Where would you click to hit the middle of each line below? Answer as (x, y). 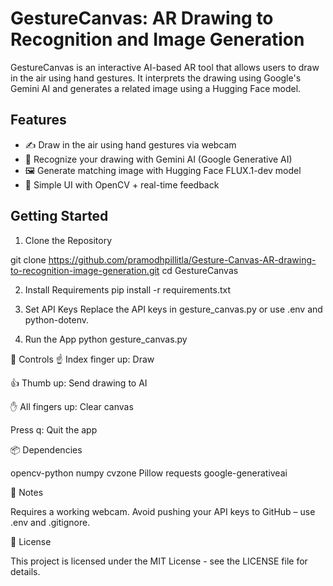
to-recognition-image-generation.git (85, 270)
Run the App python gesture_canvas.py (106, 339)
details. (25, 571)
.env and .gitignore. (50, 522)
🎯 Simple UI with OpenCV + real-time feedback (122, 184)
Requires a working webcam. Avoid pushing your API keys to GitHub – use (163, 511)
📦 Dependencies (46, 449)
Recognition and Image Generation (157, 39)
